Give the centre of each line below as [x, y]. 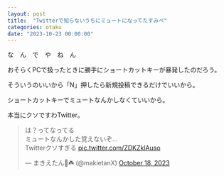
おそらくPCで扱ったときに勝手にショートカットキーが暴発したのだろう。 [114, 70]
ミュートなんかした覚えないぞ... [71, 139]
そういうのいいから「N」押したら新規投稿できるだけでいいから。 [103, 85]
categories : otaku [34, 27]
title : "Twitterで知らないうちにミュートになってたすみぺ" [87, 21]
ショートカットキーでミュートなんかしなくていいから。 [88, 100]
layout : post [27, 14]
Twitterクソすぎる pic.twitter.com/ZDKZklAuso [93, 148]
